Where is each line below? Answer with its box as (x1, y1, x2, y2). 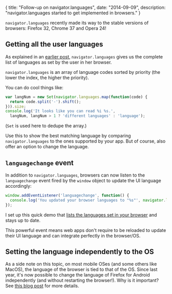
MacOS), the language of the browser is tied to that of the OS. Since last (5, 266, 158, 272)
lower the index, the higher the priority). (5, 74, 90, 81)
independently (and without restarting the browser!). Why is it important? (5, 277, 159, 284)
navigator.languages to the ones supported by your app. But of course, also (5, 138, 166, 144)
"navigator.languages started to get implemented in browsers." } (5, 10, 141, 16)
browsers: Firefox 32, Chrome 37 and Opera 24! (5, 25, 106, 31)
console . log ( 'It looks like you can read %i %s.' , (5, 109, 116, 114)
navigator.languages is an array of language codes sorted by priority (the (5, 69, 160, 75)
